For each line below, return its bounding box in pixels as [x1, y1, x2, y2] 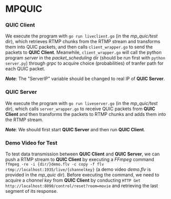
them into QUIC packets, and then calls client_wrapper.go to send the [5, 44, 153, 50]
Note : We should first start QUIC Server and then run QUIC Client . [5, 126, 145, 132]
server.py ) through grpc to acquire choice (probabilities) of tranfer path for [5, 60, 164, 67]
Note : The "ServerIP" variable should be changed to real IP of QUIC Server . [5, 75, 165, 82]
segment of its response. [5, 188, 58, 194]
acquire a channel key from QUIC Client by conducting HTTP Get [5, 177, 141, 184]
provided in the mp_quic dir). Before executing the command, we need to [5, 172, 160, 178]
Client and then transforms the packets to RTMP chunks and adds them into [5, 111, 166, 117]
